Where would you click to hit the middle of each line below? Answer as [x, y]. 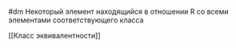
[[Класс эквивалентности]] [55, 36]
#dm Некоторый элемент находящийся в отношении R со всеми [119, 12]
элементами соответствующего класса [76, 20]
